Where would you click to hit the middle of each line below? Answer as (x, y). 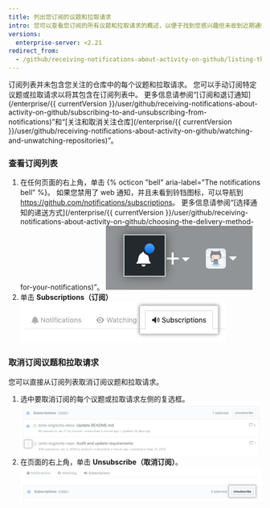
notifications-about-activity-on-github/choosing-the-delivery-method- (137, 222)
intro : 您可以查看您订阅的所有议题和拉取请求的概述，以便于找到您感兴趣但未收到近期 (132, 25)
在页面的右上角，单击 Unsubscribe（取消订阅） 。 (101, 462)
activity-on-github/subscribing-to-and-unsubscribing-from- (108, 112)
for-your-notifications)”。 (62, 287)
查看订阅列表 (33, 163)
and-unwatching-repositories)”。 (63, 140)
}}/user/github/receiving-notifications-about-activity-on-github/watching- (131, 131)
